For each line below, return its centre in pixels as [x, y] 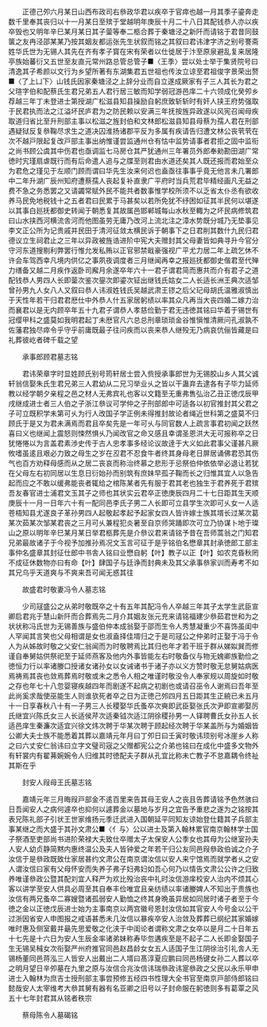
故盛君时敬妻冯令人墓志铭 [64, 589]
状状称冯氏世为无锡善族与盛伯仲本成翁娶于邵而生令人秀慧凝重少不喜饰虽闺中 [133, 626]
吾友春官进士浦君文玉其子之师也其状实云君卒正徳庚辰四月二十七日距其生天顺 [133, 493]
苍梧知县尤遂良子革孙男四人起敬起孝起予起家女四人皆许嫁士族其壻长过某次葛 [133, 513]
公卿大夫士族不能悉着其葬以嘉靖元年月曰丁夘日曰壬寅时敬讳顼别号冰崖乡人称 [133, 735]
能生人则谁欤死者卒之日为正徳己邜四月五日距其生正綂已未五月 [158, 696]
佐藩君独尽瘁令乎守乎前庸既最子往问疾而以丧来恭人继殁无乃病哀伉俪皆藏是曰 [133, 330]
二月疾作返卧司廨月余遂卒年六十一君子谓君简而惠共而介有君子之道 [151, 270]
